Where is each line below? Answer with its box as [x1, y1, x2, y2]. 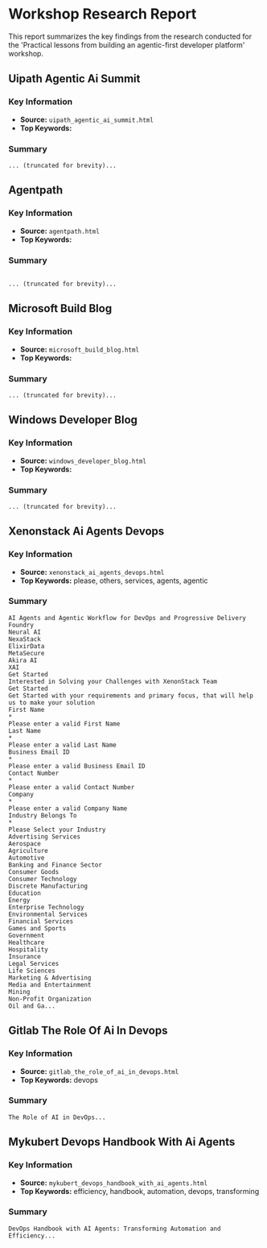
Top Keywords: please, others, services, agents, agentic [19, 576, 208, 585]
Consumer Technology [8, 875, 78, 883]
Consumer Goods [8, 867, 60, 876]
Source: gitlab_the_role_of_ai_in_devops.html [19, 1066, 179, 1076]
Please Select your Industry [8, 826, 106, 834]
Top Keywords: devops [19, 1075, 99, 1084]
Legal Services [8, 959, 60, 967]
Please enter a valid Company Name [8, 804, 128, 813]
